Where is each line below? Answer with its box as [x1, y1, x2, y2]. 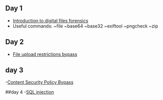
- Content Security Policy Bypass [5, 79, 74, 85]
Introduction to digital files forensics [12, 17, 89, 23]
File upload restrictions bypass [12, 51, 77, 57]
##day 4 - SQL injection [5, 89, 55, 95]
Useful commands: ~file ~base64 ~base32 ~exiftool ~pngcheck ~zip [12, 23, 158, 29]
